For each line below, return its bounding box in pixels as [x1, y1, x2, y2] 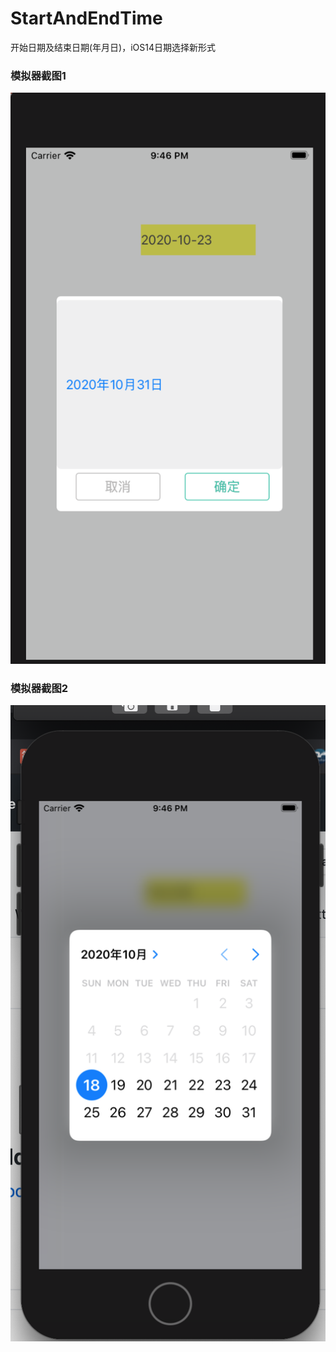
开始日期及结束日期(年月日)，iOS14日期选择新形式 [10, 41, 217, 53]
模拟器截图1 [10, 68, 67, 82]
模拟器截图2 [10, 681, 69, 695]
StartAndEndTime [10, 7, 163, 30]
